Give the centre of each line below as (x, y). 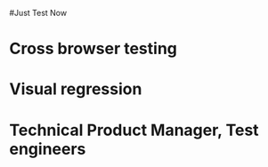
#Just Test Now (38, 13)
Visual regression (76, 89)
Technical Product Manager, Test (134, 130)
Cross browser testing (93, 49)
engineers (48, 149)
